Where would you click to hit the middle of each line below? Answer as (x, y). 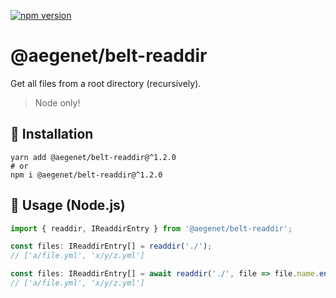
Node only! (57, 102)
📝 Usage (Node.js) (68, 205)
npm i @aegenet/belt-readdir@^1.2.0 (86, 175)
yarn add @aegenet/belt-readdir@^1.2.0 (93, 157)
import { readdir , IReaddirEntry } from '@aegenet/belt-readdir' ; (151, 228)
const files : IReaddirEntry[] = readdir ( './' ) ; (111, 246)
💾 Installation (52, 134)
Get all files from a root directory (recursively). (106, 83)
